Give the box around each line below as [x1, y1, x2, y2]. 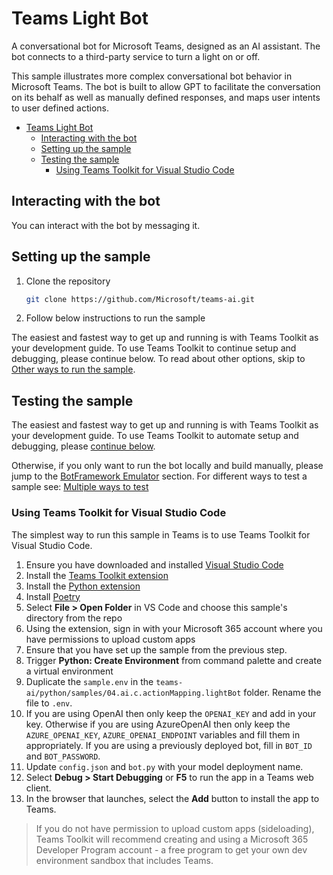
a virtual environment [25, 665, 114, 677]
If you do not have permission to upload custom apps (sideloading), [35, 822, 315, 834]
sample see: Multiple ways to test [11, 481, 149, 493]
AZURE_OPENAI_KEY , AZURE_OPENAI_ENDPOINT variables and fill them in [25, 728, 301, 741]
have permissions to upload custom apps [25, 633, 196, 645]
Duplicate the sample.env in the [25, 675, 154, 687]
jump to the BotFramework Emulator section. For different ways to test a [11, 470, 308, 482]
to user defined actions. [11, 102, 109, 114]
